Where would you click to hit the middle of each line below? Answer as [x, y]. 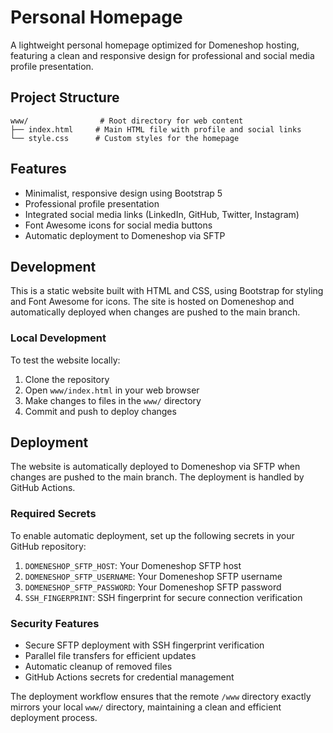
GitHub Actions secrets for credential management [129, 677]
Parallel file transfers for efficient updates [110, 656]
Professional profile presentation [92, 203]
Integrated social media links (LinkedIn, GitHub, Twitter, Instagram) [162, 214]
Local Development [58, 338]
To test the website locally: [65, 360]
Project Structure [65, 97]
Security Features [55, 623]
